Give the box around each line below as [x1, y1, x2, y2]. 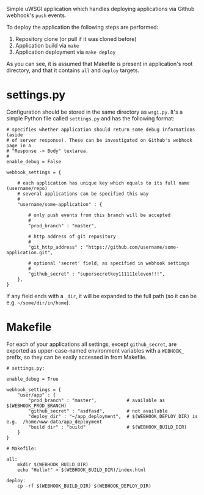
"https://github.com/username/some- [85, 244, 179, 250]
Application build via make [15, 42, 79, 49]
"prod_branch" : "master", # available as [28, 397, 166, 403]
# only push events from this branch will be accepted [28, 212, 171, 218]
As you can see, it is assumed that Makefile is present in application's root [6, 61, 193, 67]
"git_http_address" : [28, 244, 84, 250]
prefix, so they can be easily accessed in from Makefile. [6, 353, 147, 361]
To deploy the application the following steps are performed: [6, 24, 159, 31]
